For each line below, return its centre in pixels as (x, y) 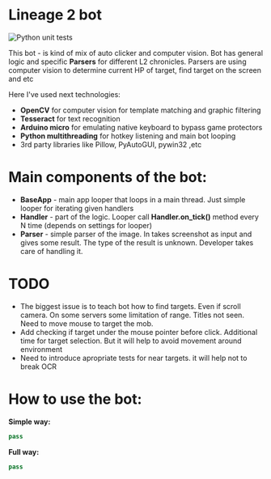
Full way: (24, 451)
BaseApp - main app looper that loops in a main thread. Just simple (133, 199)
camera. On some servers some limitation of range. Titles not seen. (132, 315)
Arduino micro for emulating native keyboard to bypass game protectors (141, 127)
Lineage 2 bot (55, 15)
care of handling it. (51, 251)
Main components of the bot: (108, 178)
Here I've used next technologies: (65, 94)
